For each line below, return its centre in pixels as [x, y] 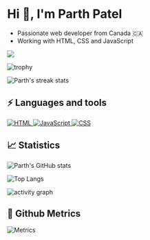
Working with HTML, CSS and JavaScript [75, 41]
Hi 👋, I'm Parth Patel [65, 14]
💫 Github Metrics [44, 214]
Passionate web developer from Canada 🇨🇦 [80, 33]
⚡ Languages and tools [57, 103]
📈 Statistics [34, 145]
